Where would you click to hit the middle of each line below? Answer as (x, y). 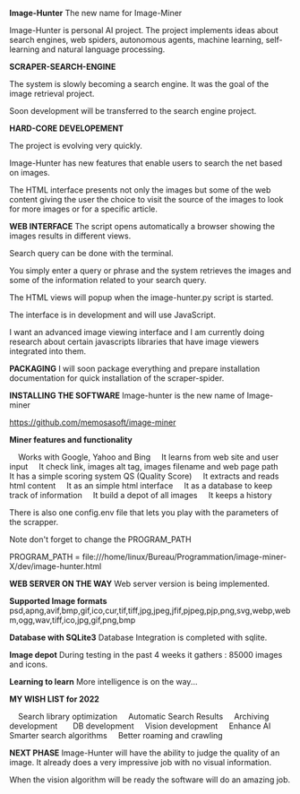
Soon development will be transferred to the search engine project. (133, 111)
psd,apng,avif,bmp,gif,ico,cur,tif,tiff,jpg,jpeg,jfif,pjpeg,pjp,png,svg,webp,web (150, 610)
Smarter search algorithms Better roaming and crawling (116, 735)
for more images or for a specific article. (84, 209)
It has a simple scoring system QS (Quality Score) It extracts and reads (144, 476)
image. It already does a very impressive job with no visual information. (140, 762)
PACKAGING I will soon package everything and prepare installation (135, 368)
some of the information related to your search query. (108, 280)
